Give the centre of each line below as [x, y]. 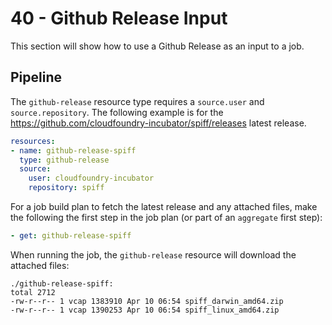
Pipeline [36, 77]
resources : [33, 141]
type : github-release [64, 160]
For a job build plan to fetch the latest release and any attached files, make [164, 206]
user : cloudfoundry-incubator [91, 178]
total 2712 [33, 292]
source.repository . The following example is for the [117, 112]
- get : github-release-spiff [71, 236]
